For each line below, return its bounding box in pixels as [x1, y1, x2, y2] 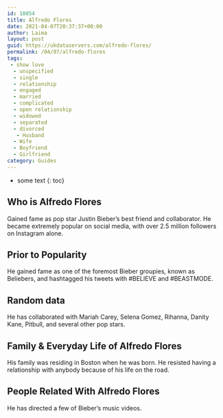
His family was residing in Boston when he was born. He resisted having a [7, 359, 216, 366]
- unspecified [13, 67, 54, 74]
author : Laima [7, 29, 48, 36]
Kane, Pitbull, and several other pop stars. [7, 320, 126, 328]
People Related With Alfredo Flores [7, 386, 160, 397]
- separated [13, 118, 48, 126]
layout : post [7, 36, 45, 43]
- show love [10, 61, 45, 68]
